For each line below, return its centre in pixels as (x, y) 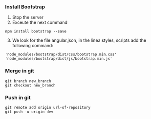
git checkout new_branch (30, 85)
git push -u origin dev (29, 112)
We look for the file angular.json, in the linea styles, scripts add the (79, 40)
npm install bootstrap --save (36, 32)
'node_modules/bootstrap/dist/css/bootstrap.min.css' (61, 54)
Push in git (18, 97)
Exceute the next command (40, 22)
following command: (33, 46)
